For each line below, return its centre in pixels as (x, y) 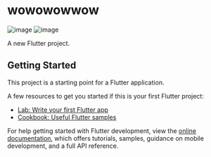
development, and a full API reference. (63, 146)
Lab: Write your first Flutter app (63, 109)
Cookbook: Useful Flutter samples (67, 117)
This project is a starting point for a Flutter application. (86, 82)
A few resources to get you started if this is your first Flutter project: (105, 96)
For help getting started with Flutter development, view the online (102, 131)
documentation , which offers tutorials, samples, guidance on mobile (105, 138)
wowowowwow (53, 10)
